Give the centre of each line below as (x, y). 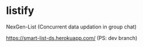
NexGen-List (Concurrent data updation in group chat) (71, 27)
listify (20, 11)
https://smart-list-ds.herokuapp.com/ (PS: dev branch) (72, 38)
